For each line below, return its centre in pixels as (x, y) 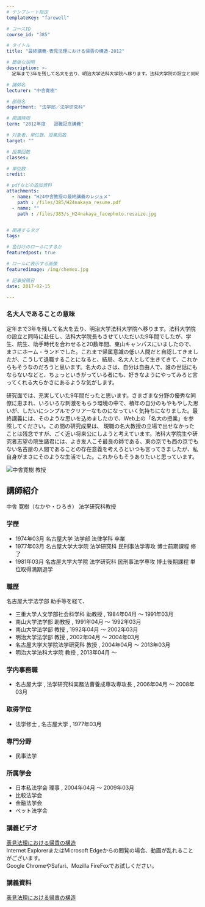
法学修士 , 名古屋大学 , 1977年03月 (58, 724)
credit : (16, 174)
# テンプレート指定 (27, 12)
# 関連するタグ (23, 230)
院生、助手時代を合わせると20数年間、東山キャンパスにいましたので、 (106, 344)
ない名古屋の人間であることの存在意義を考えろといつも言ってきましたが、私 (102, 449)
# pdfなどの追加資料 (29, 185)
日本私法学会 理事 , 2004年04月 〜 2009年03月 (75, 787)
